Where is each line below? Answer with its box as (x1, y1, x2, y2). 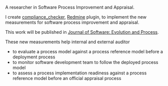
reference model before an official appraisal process (12, 75, 122, 81)
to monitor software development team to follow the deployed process (12, 59, 158, 65)
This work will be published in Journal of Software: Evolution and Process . (5, 29, 159, 35)
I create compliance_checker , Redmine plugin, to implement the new (5, 14, 147, 20)
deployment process (12, 54, 55, 60)
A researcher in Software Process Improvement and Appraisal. (5, 5, 135, 10)
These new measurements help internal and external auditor (5, 39, 130, 45)
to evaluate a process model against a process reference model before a (12, 49, 163, 54)
